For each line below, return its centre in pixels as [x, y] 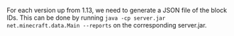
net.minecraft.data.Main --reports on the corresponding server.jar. [107, 25]
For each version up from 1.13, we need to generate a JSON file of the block [117, 10]
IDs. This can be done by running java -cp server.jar [86, 18]
